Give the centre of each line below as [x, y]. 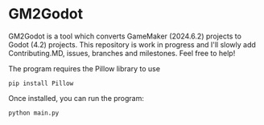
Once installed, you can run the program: [76, 98]
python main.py [34, 113]
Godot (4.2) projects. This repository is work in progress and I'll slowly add [132, 44]
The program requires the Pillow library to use [85, 68]
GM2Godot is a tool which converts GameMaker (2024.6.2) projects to [125, 36]
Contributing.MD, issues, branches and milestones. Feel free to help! [122, 53]
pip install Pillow [41, 83]
